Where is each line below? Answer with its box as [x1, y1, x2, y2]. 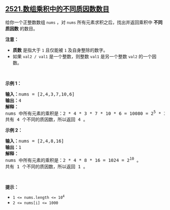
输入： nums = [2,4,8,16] [5, 138, 64, 144]
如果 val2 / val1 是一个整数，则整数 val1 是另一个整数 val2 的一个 [12, 53, 152, 59]
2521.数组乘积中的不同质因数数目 [5, 5, 110, 14]
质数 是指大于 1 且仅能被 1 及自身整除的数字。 [12, 47, 108, 53]
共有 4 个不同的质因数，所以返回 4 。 [5, 117, 88, 122]
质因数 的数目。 [5, 25, 38, 31]
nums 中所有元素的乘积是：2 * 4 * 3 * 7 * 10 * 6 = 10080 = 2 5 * [5, 109, 161, 116]
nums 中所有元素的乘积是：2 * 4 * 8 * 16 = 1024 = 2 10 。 [5, 156, 142, 163]
